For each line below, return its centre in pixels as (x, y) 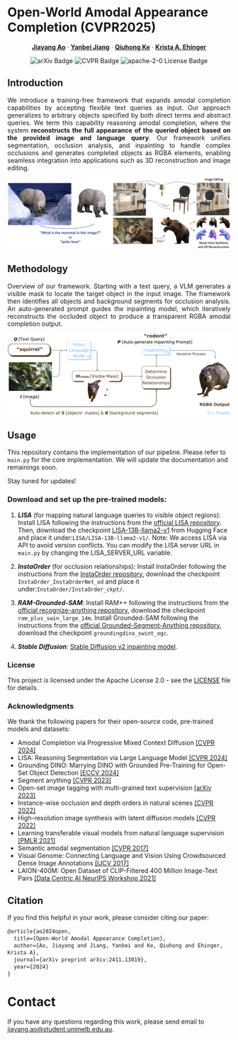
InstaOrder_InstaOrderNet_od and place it (78, 581)
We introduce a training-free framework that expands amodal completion (119, 100)
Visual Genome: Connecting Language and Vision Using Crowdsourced (122, 856)
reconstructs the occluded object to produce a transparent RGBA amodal (119, 316)
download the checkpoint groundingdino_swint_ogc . (93, 633)
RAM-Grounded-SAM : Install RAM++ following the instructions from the (123, 602)
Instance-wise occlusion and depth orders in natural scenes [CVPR (115, 803)
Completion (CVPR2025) (82, 27)
